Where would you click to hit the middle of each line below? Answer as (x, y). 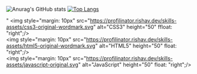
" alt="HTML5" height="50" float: (136, 46)
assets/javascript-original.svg (42, 65)
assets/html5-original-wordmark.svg (51, 46)
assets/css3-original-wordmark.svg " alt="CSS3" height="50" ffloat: (89, 27)
